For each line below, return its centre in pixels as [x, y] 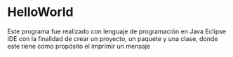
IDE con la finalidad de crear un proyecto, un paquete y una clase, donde [113, 38]
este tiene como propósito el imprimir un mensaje [79, 46]
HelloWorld [40, 12]
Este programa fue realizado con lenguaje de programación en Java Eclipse [117, 31]
